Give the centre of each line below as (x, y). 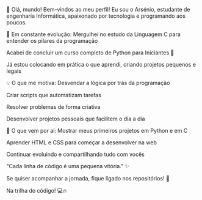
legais (14, 71)
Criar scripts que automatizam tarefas (54, 95)
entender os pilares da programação (52, 41)
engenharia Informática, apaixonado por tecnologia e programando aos (96, 16)
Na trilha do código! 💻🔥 (37, 191)
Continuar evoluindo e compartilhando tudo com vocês (75, 154)
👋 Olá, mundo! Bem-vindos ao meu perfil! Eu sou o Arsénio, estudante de (98, 9)
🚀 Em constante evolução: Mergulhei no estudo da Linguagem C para (94, 34)
